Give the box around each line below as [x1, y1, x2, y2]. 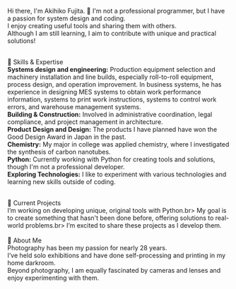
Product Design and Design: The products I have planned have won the [7, 125, 218, 133]
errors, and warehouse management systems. [7, 103, 141, 111]
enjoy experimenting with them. [7, 273, 100, 282]
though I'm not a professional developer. [7, 163, 125, 171]
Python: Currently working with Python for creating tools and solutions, [7, 155, 216, 164]
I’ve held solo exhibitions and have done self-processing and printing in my [7, 251, 226, 259]
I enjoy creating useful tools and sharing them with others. [7, 22, 177, 30]
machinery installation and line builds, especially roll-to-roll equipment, [7, 73, 214, 81]
